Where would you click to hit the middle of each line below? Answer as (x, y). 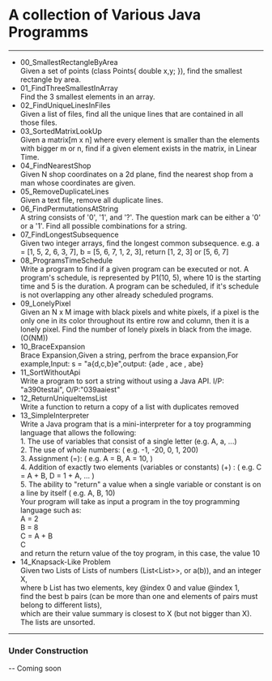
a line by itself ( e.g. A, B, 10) (68, 493)
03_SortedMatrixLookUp (61, 131)
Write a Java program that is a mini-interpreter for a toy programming (136, 424)
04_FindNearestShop (55, 165)
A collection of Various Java (104, 15)
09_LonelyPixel (45, 303)
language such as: (51, 510)
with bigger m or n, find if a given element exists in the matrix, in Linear (138, 148)
